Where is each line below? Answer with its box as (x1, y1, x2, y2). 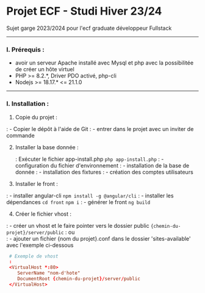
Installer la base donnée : (15, 143, 79, 150)
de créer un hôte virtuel (15, 66, 74, 73)
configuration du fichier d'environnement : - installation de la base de (15, 161, 190, 169)
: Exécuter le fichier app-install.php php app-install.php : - (15, 155, 164, 163)
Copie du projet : (15, 113, 58, 121)
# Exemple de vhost (9, 253, 59, 259)
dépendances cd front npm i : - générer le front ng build (6, 198, 151, 205)
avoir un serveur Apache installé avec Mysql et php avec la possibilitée (15, 59, 194, 66)
